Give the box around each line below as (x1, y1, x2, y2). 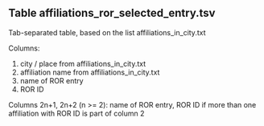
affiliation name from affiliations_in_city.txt (19, 67, 160, 77)
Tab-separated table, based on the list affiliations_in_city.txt (8, 27, 206, 37)
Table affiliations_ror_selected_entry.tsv (8, 6, 216, 20)
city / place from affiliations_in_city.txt (19, 59, 146, 68)
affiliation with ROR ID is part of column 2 (8, 108, 145, 118)
